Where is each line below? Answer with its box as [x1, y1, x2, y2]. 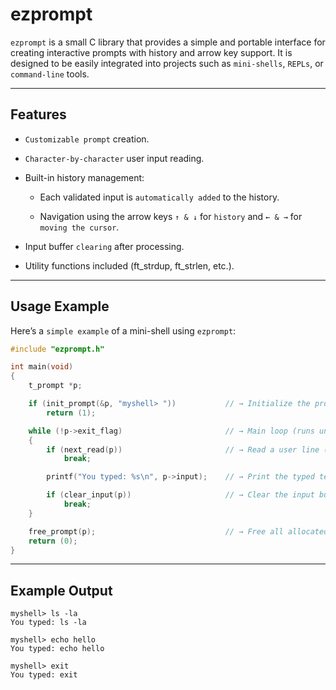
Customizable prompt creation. [24, 133, 150, 145]
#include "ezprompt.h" [10, 344, 105, 354]
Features [10, 106, 67, 123]
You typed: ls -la [10, 618, 87, 628]
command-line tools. [10, 68, 90, 80]
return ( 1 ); [46, 408, 97, 418]
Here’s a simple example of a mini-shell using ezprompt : [10, 324, 237, 337]
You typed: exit [10, 670, 78, 680]
